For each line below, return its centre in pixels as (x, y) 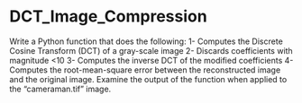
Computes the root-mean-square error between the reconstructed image (145, 70)
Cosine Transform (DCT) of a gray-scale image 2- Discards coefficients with (151, 50)
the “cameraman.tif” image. (60, 89)
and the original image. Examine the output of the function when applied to (148, 79)
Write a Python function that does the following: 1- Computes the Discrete (146, 41)
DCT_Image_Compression (108, 17)
